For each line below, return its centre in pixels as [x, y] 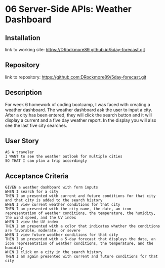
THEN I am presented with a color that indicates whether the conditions [83, 226]
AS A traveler [20, 152]
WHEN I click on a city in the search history [54, 252]
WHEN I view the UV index [32, 222]
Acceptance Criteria [37, 176]
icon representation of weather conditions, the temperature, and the [79, 244]
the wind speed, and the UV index [41, 218]
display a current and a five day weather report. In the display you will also [81, 120]
